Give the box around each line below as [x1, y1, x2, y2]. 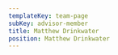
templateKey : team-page [8, 11, 89, 20]
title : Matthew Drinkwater [8, 27, 99, 35]
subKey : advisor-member [8, 19, 89, 27]
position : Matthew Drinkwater [8, 34, 111, 43]
